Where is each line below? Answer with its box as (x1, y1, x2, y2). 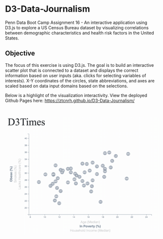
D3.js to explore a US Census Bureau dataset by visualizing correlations (5, 24, 149, 30)
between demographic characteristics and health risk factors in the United (5, 30, 154, 36)
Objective (5, 49, 36, 58)
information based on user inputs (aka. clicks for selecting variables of (5, 72, 146, 79)
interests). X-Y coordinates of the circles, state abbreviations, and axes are (5, 78, 155, 83)
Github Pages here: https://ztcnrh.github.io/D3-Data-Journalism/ (5, 98, 135, 103)
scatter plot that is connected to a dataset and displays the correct (5, 67, 139, 73)
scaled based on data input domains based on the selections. (5, 83, 128, 89)
